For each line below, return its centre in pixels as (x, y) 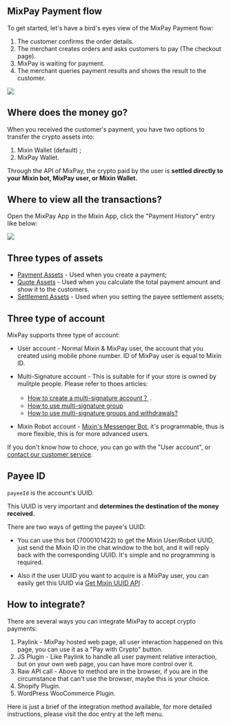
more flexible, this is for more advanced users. (83, 434)
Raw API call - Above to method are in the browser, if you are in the (112, 671)
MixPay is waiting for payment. (61, 63)
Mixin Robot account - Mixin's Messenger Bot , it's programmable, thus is (121, 426)
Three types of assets (55, 258)
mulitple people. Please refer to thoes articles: (82, 384)
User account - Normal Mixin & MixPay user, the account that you (110, 348)
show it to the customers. (53, 290)
